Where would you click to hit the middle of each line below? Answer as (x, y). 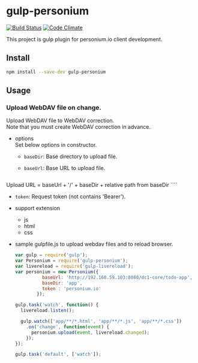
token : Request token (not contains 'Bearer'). (70, 196)
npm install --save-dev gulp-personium (56, 72)
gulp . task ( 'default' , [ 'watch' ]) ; (58, 355)
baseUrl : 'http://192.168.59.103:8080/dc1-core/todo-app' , (117, 277)
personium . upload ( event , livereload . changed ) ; (90, 332)
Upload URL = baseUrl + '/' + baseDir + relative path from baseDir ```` (92, 185)
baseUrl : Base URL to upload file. (64, 168)
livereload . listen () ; (48, 311)
